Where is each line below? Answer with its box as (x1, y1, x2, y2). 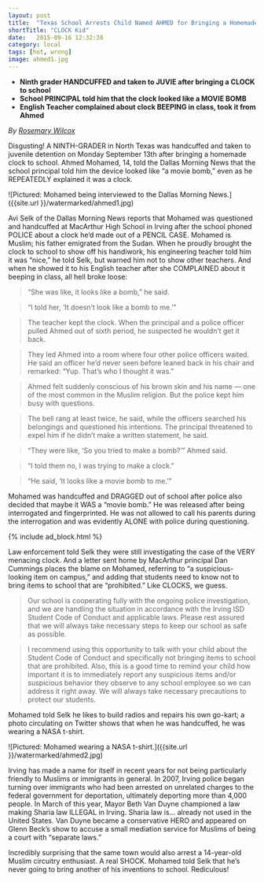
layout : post (8, 11, 51, 20)
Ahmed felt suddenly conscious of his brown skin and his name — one (27, 381, 256, 391)
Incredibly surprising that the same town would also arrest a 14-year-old (8, 847, 242, 857)
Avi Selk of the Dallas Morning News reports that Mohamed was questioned (8, 213, 253, 223)
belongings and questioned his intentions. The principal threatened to (27, 422, 253, 432)
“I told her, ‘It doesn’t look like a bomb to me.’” (27, 302, 177, 312)
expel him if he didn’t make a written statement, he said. (27, 430, 209, 439)
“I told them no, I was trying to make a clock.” (27, 461, 174, 470)
